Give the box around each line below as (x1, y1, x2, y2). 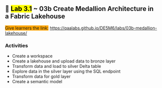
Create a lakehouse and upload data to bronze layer (12, 58, 116, 64)
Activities (5, 42, 28, 49)
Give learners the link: (5, 25, 49, 31)
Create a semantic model (12, 79, 63, 85)
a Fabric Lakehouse (5, 13, 65, 21)
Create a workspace (12, 53, 53, 59)
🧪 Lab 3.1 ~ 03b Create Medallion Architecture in (5, 5, 154, 13)
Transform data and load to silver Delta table (12, 63, 101, 69)
